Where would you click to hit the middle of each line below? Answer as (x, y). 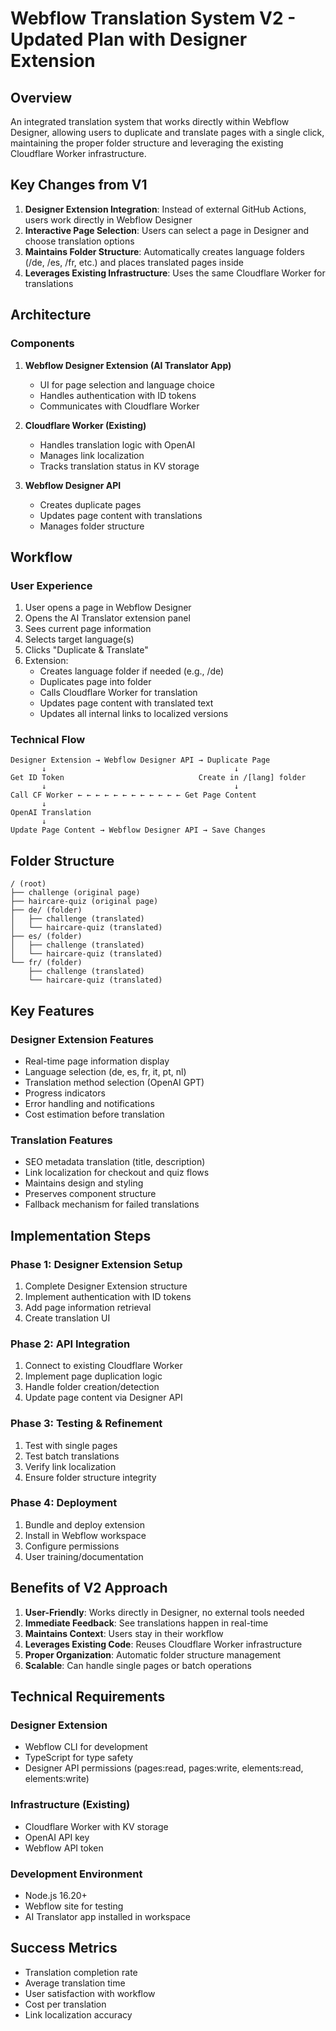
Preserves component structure (90, 1194)
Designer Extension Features (82, 1039)
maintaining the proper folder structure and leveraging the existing (147, 143)
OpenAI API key (57, 1837)
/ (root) (28, 884)
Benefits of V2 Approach (89, 1588)
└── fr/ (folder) (46, 963)
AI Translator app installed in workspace (107, 1916)
